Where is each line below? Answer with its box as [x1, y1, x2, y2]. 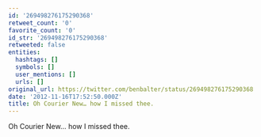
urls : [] [15, 78, 44, 86]
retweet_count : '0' [8, 19, 73, 27]
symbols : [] [15, 63, 56, 71]
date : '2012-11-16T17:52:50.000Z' [8, 93, 123, 101]
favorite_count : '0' [8, 26, 77, 34]
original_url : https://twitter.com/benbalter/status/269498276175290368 [8, 85, 254, 93]
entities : [8, 48, 41, 56]
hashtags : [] [15, 56, 59, 64]
